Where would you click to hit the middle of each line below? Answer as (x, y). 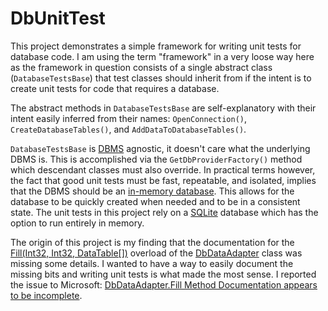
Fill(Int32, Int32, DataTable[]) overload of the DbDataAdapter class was (156, 253)
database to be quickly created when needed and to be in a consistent (155, 201)
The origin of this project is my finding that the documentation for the (152, 242)
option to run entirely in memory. (77, 223)
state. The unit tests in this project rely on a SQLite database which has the (164, 212)
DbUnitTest (58, 18)
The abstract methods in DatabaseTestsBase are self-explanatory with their (163, 108)
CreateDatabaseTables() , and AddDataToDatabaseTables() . (128, 129)
